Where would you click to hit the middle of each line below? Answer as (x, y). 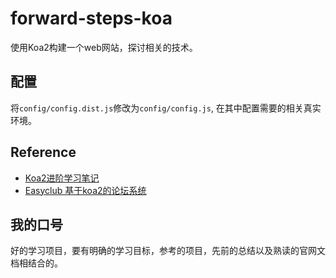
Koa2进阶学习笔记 (62, 178)
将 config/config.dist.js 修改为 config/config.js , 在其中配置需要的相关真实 (166, 108)
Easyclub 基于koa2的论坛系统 (85, 190)
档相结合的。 (36, 263)
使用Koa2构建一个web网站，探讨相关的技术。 (104, 47)
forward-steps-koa (91, 18)
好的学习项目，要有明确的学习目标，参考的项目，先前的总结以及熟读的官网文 (168, 251)
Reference (43, 152)
